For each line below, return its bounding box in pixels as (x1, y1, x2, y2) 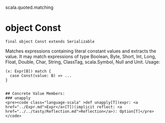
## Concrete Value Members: (5, 91, 65, 96)
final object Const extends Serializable (5, 39, 95, 44)
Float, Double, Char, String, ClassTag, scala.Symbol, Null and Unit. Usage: (5, 59, 160, 65)
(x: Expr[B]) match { (5, 68, 52, 73)
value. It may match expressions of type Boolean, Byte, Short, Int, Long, (5, 53, 156, 59)
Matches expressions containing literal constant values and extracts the (5, 48, 157, 54)
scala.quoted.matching (5, 5, 54, 10)
